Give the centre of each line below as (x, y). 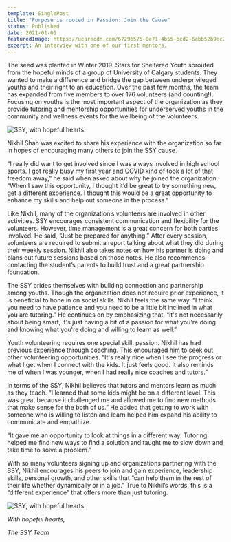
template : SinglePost (38, 13)
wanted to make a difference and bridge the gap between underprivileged (112, 80)
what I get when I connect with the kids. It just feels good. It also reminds (111, 365)
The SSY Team (28, 532)
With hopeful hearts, (36, 519)
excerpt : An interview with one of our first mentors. (87, 45)
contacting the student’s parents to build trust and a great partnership (106, 265)
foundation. (23, 272)
